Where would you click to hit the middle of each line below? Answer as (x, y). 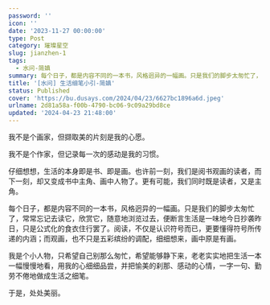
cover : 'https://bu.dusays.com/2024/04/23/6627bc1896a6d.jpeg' (117, 98)
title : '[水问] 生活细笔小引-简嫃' (61, 83)
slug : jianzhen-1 (37, 53)
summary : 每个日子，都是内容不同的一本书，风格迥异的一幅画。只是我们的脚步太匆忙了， (135, 76)
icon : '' (23, 23)
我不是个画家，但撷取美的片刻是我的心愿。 (79, 137)
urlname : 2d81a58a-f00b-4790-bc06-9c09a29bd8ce (90, 105)
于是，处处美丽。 (37, 293)
